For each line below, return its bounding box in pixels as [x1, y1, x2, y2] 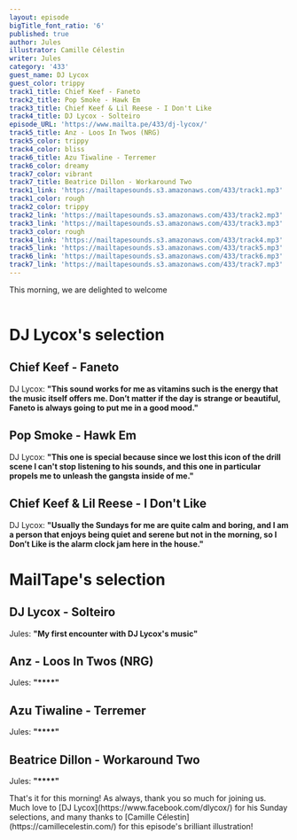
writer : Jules [9, 54, 62, 63]
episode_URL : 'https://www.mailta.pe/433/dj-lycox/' [9, 121, 208, 129]
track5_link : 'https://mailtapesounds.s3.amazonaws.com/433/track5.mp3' [9, 244, 284, 253]
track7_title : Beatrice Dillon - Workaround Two [9, 178, 192, 187]
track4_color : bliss [9, 144, 86, 153]
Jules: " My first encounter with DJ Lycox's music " [9, 628, 198, 639]
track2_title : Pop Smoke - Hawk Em [9, 95, 141, 105]
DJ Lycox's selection [9, 325, 165, 346]
